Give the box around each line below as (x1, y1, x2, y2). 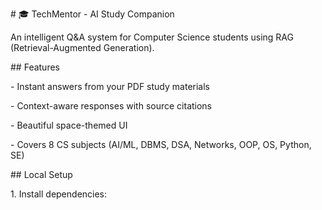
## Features (10, 61, 60, 73)
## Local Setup (10, 169, 73, 180)
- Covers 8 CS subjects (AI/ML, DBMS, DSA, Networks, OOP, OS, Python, (10, 139, 312, 150)
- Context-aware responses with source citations (10, 100, 213, 112)
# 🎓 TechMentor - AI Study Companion (10, 8, 175, 20)
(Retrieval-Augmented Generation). (10, 42, 155, 53)
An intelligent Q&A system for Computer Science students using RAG (10, 31, 294, 43)
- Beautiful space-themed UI (10, 119, 128, 131)
